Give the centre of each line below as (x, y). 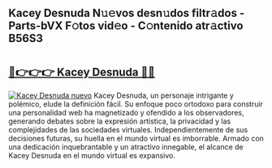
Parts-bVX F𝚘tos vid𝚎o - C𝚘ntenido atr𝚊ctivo (126, 26)
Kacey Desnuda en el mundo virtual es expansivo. (92, 155)
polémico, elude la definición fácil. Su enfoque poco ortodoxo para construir (136, 104)
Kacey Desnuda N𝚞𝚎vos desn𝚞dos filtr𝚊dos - (127, 13)
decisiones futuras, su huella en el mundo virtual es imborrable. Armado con (136, 138)
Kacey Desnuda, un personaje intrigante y (163, 95)
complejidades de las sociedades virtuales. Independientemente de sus (128, 130)
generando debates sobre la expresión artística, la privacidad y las (120, 121)
